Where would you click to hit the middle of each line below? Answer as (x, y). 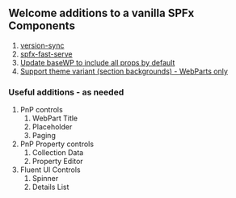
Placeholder (52, 127)
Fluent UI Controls (50, 170)
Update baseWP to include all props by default (97, 62)
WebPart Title (55, 118)
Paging (44, 136)
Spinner (45, 179)
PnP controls (41, 110)
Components (42, 26)
